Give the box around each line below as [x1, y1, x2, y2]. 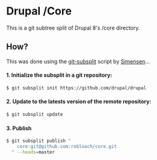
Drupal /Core [6, 4, 72, 18]
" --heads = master [11, 149, 55, 155]
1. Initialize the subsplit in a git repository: [6, 71, 112, 79]
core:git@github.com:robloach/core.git [17, 143, 117, 149]
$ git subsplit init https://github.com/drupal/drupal [6, 85, 147, 91]
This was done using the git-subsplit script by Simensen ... [6, 57, 150, 65]
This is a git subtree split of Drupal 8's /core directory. [6, 24, 140, 31]
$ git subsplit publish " [6, 138, 71, 144]
